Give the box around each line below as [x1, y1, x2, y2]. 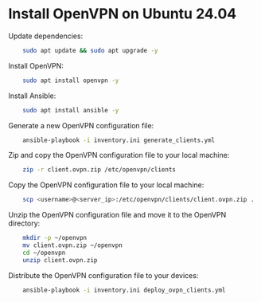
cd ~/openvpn [22, 249, 66, 257]
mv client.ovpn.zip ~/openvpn [22, 241, 123, 249]
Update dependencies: [8, 31, 84, 41]
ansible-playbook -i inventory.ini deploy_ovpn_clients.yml [22, 286, 226, 294]
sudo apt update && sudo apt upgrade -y [22, 46, 158, 54]
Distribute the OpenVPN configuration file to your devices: [8, 270, 199, 280]
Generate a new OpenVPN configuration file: [8, 120, 154, 130]
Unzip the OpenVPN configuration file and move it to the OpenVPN [8, 210, 227, 220]
